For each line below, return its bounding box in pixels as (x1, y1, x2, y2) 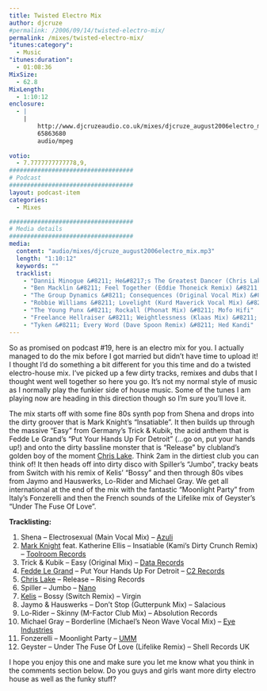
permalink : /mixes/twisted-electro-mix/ (9, 33, 145, 42)
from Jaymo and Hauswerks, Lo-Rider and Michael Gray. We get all (9, 476, 229, 486)
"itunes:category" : (9, 41, 74, 49)
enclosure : (9, 100, 45, 108)
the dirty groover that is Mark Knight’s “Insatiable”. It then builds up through (9, 417, 255, 427)
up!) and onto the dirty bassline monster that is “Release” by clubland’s (9, 442, 241, 452)
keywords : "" (16, 262, 59, 270)
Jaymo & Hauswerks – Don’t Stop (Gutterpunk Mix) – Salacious (20, 600, 227, 609)
